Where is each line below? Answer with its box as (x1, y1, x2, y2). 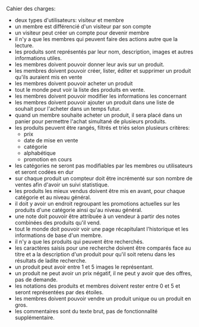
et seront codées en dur (14, 169, 74, 175)
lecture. (14, 42, 34, 49)
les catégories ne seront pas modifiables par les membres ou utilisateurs (14, 162, 193, 169)
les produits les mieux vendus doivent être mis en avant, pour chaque (14, 188, 185, 194)
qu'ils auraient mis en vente (14, 74, 83, 80)
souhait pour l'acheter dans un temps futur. (14, 105, 121, 112)
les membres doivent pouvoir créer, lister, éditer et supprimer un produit (14, 67, 191, 74)
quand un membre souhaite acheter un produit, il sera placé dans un (14, 111, 182, 119)
